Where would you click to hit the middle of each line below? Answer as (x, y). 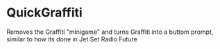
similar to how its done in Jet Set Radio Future (72, 39)
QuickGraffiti (44, 13)
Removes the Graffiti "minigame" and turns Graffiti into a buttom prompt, (110, 32)
